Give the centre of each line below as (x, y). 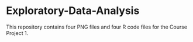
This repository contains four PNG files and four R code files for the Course (97, 27)
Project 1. (17, 33)
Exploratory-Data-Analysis (73, 11)
